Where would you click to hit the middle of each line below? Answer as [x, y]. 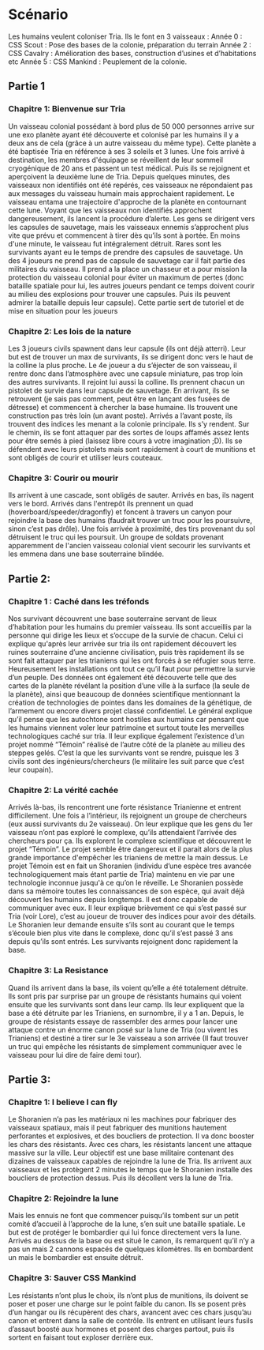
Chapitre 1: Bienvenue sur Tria [67, 109]
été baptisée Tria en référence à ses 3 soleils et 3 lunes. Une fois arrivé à [127, 151]
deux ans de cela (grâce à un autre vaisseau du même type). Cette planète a [132, 143]
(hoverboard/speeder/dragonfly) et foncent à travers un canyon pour [120, 512]
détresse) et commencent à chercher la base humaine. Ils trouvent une [123, 407]
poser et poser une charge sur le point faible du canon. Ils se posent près [127, 1303]
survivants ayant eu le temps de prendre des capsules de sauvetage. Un [126, 252]
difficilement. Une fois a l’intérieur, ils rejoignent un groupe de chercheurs [128, 816]
